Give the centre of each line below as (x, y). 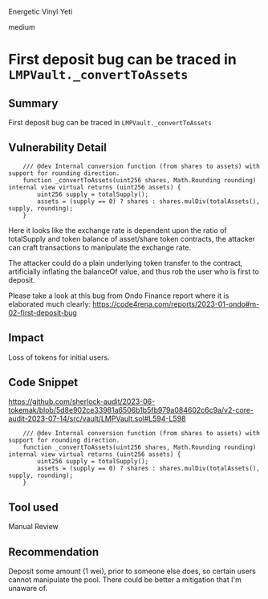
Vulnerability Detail (57, 148)
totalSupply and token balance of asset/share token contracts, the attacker (132, 238)
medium (22, 27)
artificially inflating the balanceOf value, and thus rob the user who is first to (134, 271)
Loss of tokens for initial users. (59, 357)
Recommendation (53, 552)
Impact (26, 338)
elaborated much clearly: (49, 304)
